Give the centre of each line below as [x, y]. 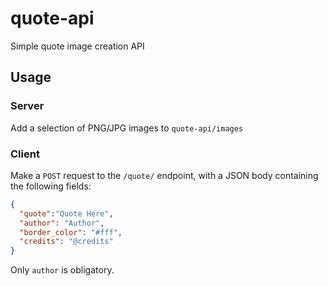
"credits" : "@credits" [66, 242]
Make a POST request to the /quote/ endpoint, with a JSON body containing [164, 175]
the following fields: [51, 186]
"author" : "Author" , [62, 223]
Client [25, 154]
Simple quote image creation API [77, 46]
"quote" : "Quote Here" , [66, 213]
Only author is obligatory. [62, 270]
